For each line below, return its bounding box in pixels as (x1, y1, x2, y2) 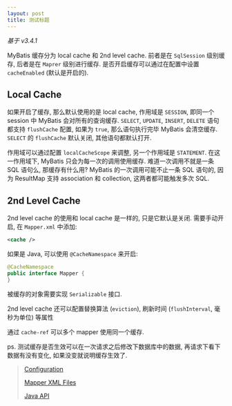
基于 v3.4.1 (7, 36, 38, 45)
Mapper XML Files (23, 378, 77, 387)
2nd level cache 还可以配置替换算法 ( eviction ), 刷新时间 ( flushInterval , (7, 304, 213, 313)
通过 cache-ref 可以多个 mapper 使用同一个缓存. (7, 327, 144, 336)
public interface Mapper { (7, 270, 85, 277)
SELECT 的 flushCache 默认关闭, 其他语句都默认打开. (7, 134, 152, 142)
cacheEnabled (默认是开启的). (7, 68, 89, 77)
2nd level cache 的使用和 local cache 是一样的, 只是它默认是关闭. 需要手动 (7, 214, 218, 222)
